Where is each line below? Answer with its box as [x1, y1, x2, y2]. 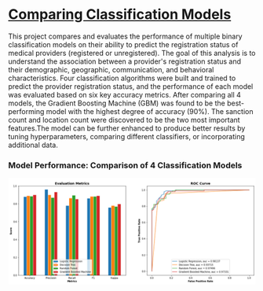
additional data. [8, 140, 59, 149]
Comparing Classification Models [8, 6, 232, 24]
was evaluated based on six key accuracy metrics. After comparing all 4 [8, 90, 242, 99]
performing [8, 106, 45, 116]
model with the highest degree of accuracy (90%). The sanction [46, 106, 254, 116]
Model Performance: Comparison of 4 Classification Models [8, 160, 243, 171]
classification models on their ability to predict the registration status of [8, 39, 239, 49]
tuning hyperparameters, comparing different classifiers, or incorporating [8, 131, 246, 141]
